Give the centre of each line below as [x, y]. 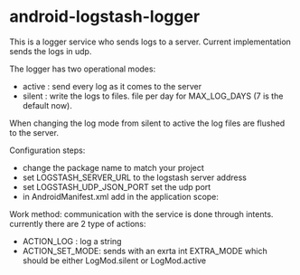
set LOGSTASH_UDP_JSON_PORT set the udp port [117, 186]
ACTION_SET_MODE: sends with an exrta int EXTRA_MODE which [145, 251]
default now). [47, 105]
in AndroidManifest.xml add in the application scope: [121, 196]
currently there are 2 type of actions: [78, 223]
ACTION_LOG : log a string [72, 241]
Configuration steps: [47, 150]
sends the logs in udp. [51, 51]
